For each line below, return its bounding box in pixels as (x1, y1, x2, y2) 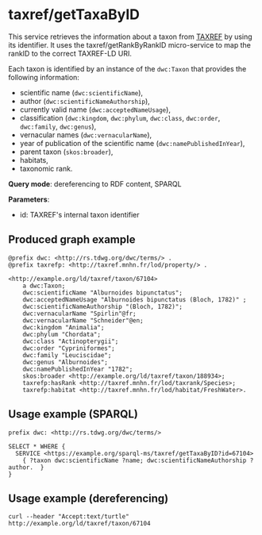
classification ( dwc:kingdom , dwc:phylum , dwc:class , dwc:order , (19, 113, 221, 122)
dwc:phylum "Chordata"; (22, 330, 102, 338)
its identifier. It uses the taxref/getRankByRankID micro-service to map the (8, 40, 252, 49)
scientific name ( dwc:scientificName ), (19, 87, 144, 97)
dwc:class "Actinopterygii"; (22, 337, 119, 345)
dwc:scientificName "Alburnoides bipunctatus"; (22, 288, 183, 297)
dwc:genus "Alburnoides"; (22, 358, 109, 366)
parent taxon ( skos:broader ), (19, 147, 114, 156)
